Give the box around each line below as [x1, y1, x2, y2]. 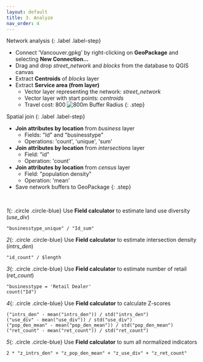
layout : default [6, 9, 48, 15]
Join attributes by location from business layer [15, 125, 135, 132]
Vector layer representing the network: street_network [24, 88, 161, 96]
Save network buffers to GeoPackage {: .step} [15, 183, 131, 190]
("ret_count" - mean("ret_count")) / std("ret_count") [6, 328, 149, 334]
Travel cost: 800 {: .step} [24, 101, 145, 108]
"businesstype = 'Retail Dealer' [6, 284, 92, 290]
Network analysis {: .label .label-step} [6, 37, 102, 45]
